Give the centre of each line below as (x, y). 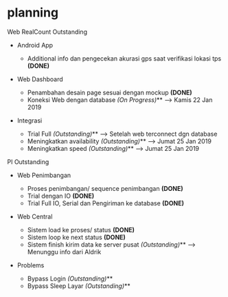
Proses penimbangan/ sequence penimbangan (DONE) (105, 188)
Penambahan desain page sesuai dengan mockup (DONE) (110, 92)
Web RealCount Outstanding (47, 32)
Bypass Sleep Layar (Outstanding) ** (79, 286)
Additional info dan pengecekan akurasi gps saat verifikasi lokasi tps (124, 58)
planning (33, 13)
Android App (35, 45)
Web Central (35, 216)
